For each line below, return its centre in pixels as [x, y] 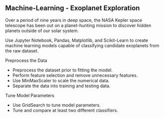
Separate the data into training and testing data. [61, 86]
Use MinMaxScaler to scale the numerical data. [61, 80]
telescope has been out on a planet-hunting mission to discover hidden [78, 25]
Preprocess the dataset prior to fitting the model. [63, 70]
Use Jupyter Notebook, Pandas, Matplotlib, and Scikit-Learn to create [77, 40]
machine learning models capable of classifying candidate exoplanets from [82, 45]
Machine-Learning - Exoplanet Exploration [73, 8]
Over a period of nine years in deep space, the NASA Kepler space [74, 20]
